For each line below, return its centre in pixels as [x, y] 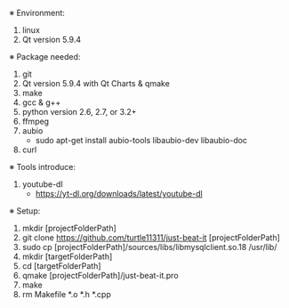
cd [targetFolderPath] [61, 266]
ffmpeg [36, 121]
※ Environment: [37, 13]
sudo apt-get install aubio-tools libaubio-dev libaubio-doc [141, 140]
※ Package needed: [45, 57]
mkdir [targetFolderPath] [67, 256]
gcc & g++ [41, 102]
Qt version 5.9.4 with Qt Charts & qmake [96, 83]
